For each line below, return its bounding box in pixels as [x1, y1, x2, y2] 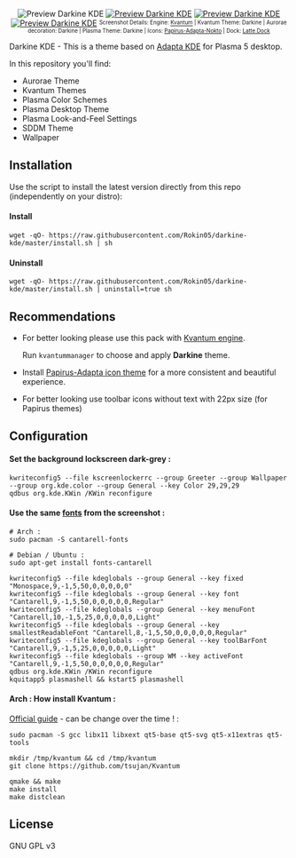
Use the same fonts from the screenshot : [9, 507, 166, 519]
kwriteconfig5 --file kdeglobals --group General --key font [9, 589, 240, 599]
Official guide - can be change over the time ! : [9, 713, 180, 724]
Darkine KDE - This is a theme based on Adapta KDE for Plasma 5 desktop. [9, 41, 283, 52]
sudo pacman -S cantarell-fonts [9, 535, 129, 544]
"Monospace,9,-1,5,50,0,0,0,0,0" [9, 582, 133, 591]
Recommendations [9, 309, 116, 324]
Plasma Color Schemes [21, 94, 108, 105]
